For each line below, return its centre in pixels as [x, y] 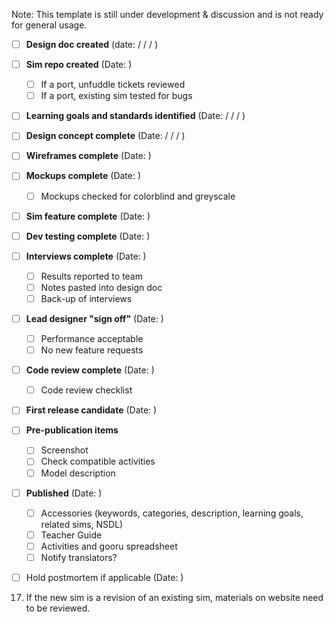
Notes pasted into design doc [101, 287]
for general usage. [49, 25]
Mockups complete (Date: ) [83, 176]
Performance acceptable [92, 338]
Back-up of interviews [86, 298]
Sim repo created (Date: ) [79, 65]
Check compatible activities [98, 461]
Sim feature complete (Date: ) [88, 216]
